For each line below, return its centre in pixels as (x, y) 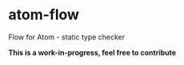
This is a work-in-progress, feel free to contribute (92, 52)
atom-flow (44, 15)
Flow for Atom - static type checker (67, 37)
